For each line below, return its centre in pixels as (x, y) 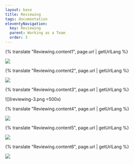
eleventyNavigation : (27, 24)
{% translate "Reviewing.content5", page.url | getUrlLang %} (67, 128)
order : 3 (19, 38)
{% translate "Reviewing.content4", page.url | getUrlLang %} (67, 109)
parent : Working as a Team (37, 33)
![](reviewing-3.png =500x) (33, 99)
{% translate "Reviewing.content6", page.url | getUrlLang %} (67, 147)
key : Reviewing (25, 28)
